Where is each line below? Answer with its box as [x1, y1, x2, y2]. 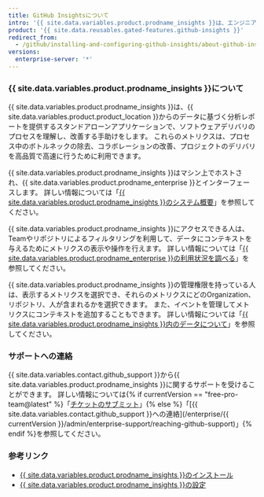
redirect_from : [8, 33, 58, 42]
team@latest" [8, 399, 53, 409]
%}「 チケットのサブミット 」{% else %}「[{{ [53, 399, 198, 409]
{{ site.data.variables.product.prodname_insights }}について [8, 83, 244, 94]
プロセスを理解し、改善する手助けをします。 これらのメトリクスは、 [8, 131, 230, 142]
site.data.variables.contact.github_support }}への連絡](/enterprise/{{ [8, 410, 229, 419]
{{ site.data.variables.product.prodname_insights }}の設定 [19, 480, 207, 489]
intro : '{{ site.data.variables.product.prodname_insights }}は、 [8, 19, 228, 27]
